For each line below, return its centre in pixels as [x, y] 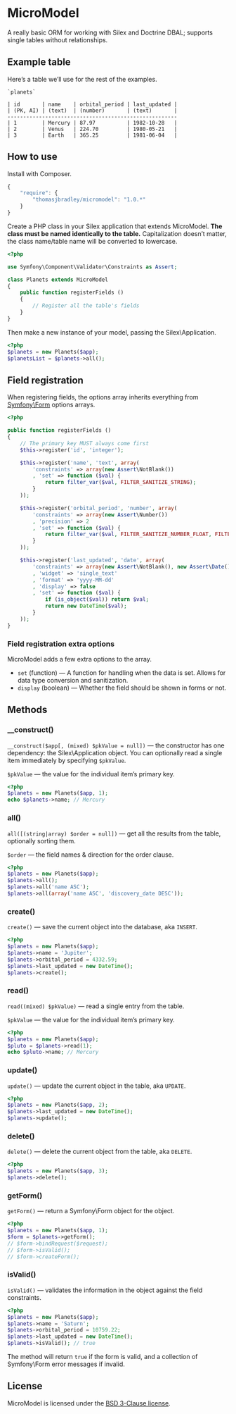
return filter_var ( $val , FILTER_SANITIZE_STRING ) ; [120, 483]
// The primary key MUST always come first [85, 443]
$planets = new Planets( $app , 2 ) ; [58, 1105]
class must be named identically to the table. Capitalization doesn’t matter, [117, 233]
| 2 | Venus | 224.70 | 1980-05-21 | [92, 129]
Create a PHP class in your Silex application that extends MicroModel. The [115, 226]
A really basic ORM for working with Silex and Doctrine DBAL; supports [110, 32]
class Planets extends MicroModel [58, 280]
